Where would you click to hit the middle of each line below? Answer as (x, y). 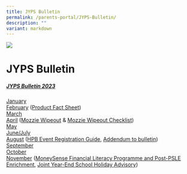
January (16, 101)
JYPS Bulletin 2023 (31, 86)
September (20, 146)
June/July (19, 133)
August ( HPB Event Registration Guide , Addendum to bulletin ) (82, 139)
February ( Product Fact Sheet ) (44, 108)
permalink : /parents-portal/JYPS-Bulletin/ (61, 17)
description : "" (26, 23)
